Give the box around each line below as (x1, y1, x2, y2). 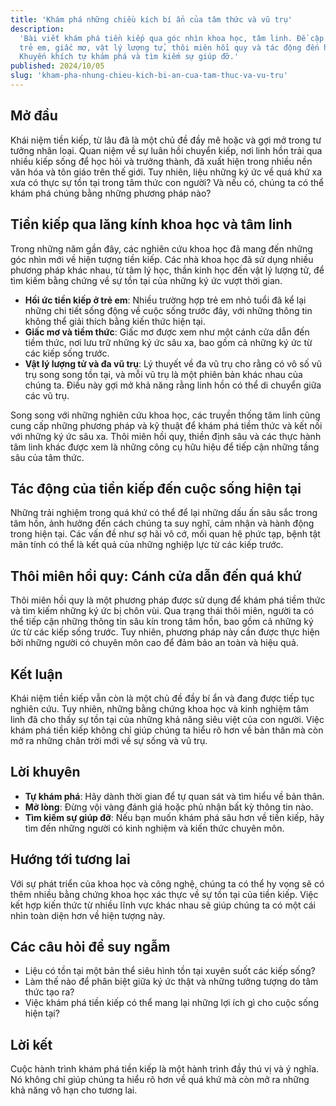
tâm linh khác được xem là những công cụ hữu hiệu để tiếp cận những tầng (10, 441, 320, 453)
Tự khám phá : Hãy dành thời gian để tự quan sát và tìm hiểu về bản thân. (24, 790, 325, 802)
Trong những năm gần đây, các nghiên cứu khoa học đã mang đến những (10, 242, 313, 255)
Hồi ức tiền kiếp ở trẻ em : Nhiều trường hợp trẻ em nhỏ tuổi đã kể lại (24, 294, 307, 306)
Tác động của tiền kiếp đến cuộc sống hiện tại (10, 480, 302, 497)
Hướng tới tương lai (10, 851, 131, 868)
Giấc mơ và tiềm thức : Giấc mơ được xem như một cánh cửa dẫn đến (24, 326, 310, 338)
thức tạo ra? (24, 986, 75, 998)
